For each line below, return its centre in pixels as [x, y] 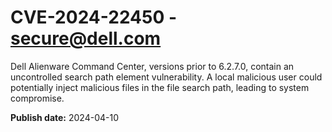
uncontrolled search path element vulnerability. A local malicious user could [166, 77]
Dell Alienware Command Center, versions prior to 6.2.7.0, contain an [152, 66]
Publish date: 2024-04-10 [64, 117]
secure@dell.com [86, 38]
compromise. [37, 98]
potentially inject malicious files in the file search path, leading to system [160, 87]
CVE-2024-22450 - [94, 17]
